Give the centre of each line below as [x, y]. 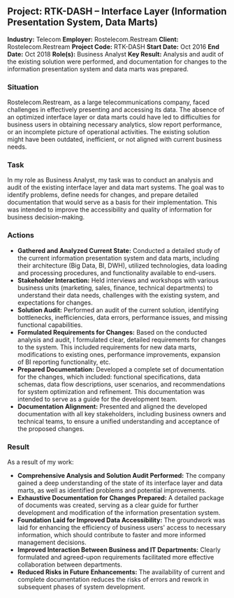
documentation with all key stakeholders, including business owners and [122, 414]
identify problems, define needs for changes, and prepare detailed [103, 195]
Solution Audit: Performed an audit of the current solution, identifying [118, 309]
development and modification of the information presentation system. [119, 512]
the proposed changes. [51, 428]
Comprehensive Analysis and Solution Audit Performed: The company [121, 475]
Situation [23, 87]
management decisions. [52, 542]
